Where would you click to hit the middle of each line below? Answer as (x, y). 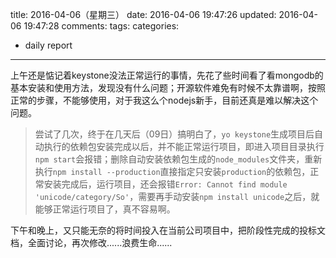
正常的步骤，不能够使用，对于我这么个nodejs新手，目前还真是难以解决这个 (164, 100)
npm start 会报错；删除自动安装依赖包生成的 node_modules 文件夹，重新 (178, 159)
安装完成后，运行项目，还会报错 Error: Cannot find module (165, 184)
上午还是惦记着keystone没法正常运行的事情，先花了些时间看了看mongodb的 (167, 75)
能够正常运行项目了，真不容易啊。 (105, 209)
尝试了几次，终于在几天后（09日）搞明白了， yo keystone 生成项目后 (174, 134)
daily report (48, 45)
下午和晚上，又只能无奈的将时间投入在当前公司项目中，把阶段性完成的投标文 (168, 230)
